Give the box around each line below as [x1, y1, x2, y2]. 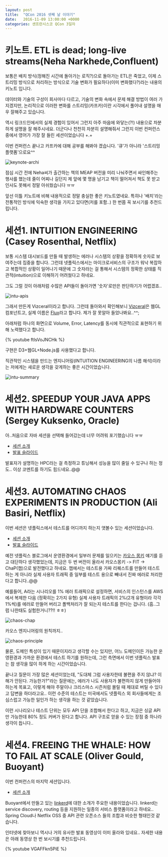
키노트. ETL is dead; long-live [5, 45, 127, 56]
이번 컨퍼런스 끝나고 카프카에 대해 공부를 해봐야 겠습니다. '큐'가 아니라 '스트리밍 [5, 143, 160, 149]
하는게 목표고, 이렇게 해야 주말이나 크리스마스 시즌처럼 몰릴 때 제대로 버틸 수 [5, 684, 154, 690]
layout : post [5, 7, 33, 13]
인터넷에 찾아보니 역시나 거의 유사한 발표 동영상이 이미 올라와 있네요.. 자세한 [5, 829, 154, 835]
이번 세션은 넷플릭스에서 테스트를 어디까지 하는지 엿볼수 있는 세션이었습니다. [5, 525, 154, 531]
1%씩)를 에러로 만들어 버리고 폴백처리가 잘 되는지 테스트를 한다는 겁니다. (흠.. [5, 601, 156, 607]
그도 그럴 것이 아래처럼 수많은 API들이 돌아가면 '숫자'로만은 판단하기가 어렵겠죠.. [5, 283, 162, 289]
